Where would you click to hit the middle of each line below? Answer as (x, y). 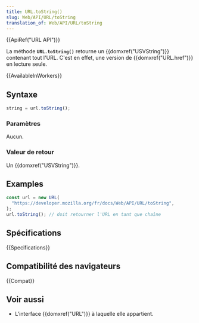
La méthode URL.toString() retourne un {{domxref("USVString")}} (88, 51)
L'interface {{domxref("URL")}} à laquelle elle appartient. (84, 314)
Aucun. (15, 137)
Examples (25, 184)
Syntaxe (22, 94)
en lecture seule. (27, 64)
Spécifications (34, 233)
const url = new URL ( (33, 198)
